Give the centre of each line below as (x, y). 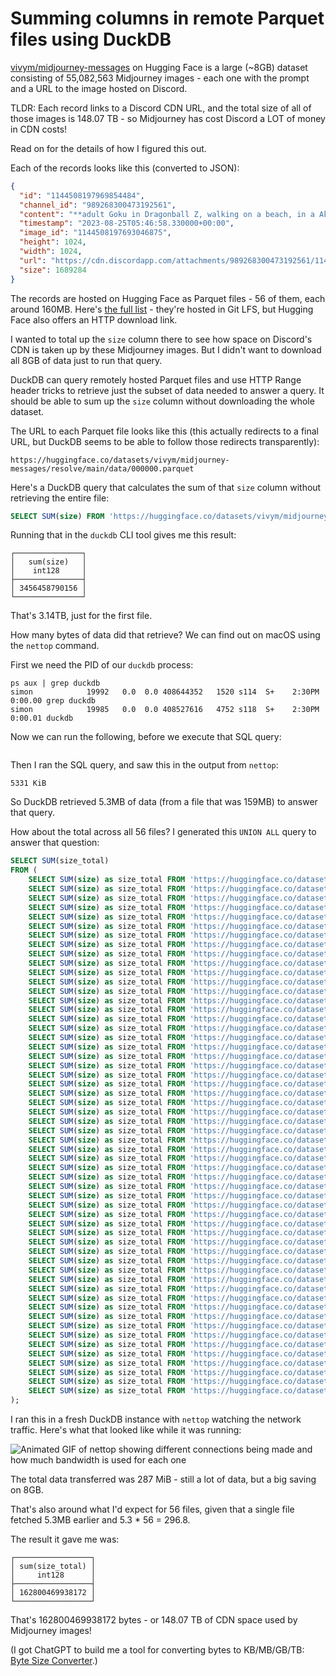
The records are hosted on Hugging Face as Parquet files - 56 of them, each (168, 298)
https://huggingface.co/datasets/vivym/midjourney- (120, 460)
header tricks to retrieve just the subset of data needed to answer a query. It (167, 390)
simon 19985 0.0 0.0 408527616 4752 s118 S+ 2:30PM (165, 710)
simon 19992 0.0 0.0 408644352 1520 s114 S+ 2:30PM (165, 692)
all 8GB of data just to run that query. (86, 360)
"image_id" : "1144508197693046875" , (95, 233)
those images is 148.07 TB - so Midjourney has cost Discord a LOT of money (168, 118)
